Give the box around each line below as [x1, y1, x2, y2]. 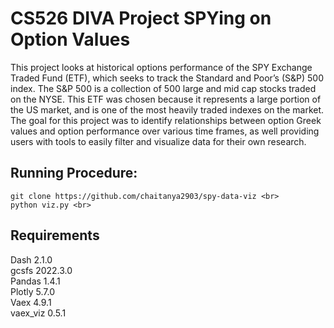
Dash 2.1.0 [10, 253, 53, 266]
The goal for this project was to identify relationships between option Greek [10, 114, 322, 126]
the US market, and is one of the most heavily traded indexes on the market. [10, 103, 325, 116]
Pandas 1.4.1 [10, 275, 61, 287]
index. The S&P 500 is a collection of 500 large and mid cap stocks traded [10, 82, 317, 94]
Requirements [10, 227, 100, 244]
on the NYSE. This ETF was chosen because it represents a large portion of [10, 93, 322, 105]
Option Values [10, 28, 131, 51]
